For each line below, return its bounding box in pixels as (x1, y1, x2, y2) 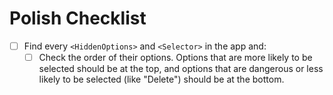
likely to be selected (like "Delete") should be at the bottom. (38, 73, 285, 86)
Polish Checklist (9, 7, 147, 30)
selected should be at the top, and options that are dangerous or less (38, 63, 324, 75)
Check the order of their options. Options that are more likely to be (38, 52, 313, 63)
